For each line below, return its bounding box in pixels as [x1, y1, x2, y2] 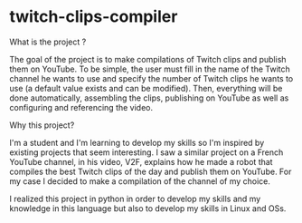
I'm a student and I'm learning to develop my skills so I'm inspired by [9, 137, 265, 148]
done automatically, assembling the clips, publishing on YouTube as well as [9, 92, 289, 103]
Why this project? [9, 120, 75, 131]
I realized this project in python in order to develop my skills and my [9, 193, 261, 204]
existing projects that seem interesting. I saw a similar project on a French [9, 147, 284, 158]
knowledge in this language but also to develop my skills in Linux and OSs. [9, 202, 287, 214]
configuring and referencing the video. [9, 102, 154, 112]
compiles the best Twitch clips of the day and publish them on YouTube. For [9, 166, 292, 177]
